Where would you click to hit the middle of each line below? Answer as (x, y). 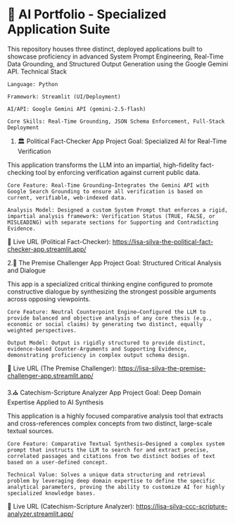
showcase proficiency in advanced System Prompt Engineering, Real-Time (115, 56)
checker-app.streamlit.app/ (47, 249)
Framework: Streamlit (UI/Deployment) (64, 97)
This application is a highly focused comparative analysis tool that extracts (115, 416)
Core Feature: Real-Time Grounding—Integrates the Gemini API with (108, 185)
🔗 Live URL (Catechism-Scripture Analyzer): (71, 506)
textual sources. (31, 430)
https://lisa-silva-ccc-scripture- (182, 506)
